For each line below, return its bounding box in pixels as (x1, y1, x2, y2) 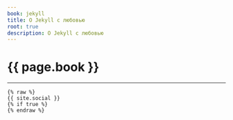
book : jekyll (7, 10, 45, 17)
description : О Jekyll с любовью (7, 29, 104, 37)
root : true (7, 23, 39, 30)
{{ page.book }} (7, 60, 99, 75)
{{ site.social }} (7, 95, 60, 102)
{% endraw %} (7, 107, 45, 114)
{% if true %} (7, 101, 49, 108)
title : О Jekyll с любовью (7, 17, 85, 24)
